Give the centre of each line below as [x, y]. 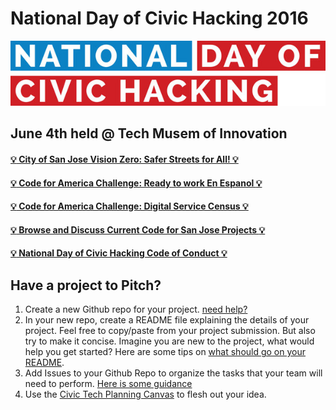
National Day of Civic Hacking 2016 [159, 18]
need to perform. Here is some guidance [108, 384]
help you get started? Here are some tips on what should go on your [165, 352]
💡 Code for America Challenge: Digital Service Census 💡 [129, 206]
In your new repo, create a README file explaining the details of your [167, 320]
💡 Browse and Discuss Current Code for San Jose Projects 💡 [138, 229]
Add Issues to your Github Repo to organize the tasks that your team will [173, 373]
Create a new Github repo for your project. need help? [136, 309]
